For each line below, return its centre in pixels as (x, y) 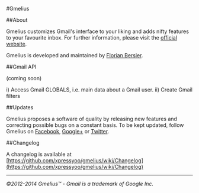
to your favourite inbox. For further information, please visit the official (92, 37)
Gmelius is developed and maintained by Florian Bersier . (75, 55)
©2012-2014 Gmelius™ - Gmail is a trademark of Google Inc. (80, 184)
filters (13, 96)
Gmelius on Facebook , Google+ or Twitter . (58, 131)
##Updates (20, 107)
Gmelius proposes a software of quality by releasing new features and (92, 119)
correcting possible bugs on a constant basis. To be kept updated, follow (95, 125)
